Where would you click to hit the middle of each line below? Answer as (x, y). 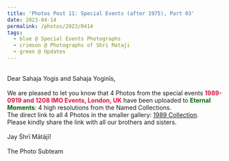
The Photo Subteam (35, 151)
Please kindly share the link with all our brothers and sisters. (92, 122)
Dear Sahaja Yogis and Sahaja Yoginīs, (61, 78)
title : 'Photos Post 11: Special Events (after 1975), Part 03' (101, 13)
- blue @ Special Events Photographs (67, 39)
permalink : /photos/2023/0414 (50, 26)
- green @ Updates (40, 52)
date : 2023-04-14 (32, 20)
